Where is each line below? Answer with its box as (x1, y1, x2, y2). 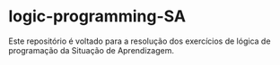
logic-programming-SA (8, 6, 186, 27)
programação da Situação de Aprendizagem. (8, 45, 174, 55)
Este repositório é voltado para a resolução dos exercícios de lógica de (8, 36, 271, 46)
